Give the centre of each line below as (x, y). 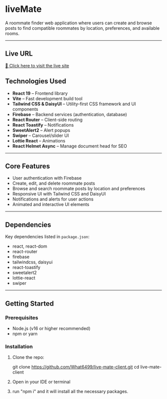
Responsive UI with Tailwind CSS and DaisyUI (59, 194)
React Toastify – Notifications (43, 125)
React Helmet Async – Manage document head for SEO (70, 146)
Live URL (19, 54)
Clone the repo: (28, 357)
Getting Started (30, 303)
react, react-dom (30, 246)
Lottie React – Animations (39, 140)
